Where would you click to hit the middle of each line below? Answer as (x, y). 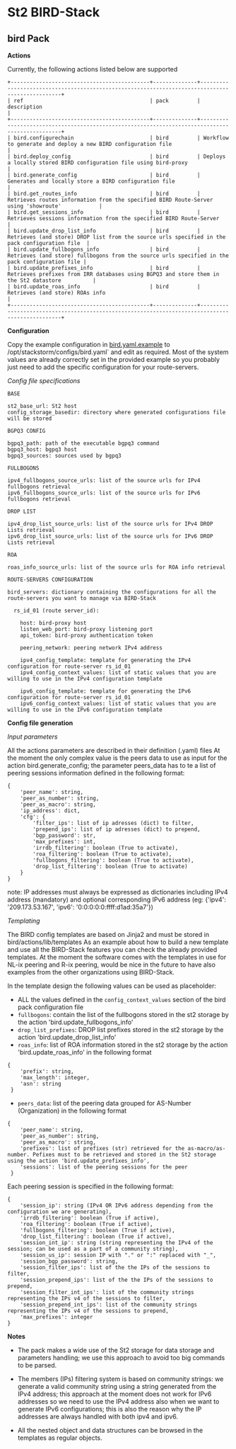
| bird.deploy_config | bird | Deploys (117, 157)
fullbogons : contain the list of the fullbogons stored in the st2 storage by (123, 1015)
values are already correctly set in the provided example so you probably (114, 359)
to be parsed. (37, 1365)
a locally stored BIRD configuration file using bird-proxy (98, 163)
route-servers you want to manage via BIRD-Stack (82, 598)
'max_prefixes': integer (57, 1317)
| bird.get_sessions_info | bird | (104, 212)
